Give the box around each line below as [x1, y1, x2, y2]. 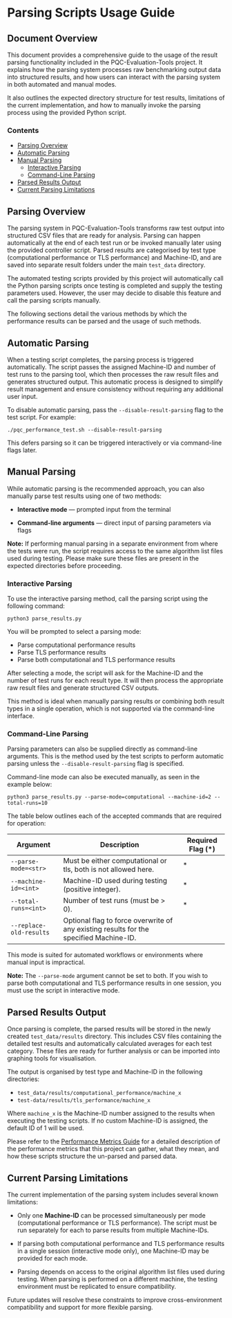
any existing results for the [63, 925, 150, 934]
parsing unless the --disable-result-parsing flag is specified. [7, 760, 184, 768]
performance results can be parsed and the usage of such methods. [7, 317, 202, 326]
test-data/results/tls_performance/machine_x [17, 1097, 151, 1104]
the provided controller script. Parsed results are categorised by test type [7, 246, 216, 254]
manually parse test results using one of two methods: [7, 492, 162, 500]
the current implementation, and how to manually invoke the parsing [7, 101, 202, 109]
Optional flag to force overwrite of [63, 916, 173, 925]
